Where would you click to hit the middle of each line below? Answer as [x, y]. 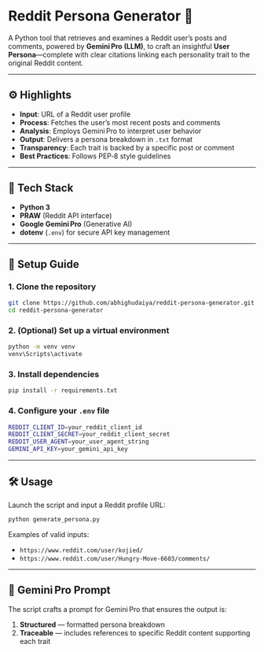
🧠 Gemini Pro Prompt [60, 590]
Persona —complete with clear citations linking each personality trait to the [129, 54]
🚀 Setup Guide [44, 264]
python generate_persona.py [54, 519]
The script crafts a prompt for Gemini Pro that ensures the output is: [117, 609]
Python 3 [35, 207]
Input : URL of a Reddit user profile [75, 114]
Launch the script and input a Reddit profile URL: [87, 505]
